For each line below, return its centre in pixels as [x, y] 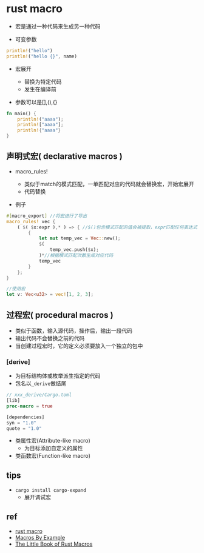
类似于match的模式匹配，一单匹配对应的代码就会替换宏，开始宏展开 [109, 184]
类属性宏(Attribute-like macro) [53, 441]
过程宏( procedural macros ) [60, 315]
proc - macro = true [29, 406]
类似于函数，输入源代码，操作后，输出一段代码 [73, 330]
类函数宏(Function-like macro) [53, 456]
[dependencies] [25, 417]
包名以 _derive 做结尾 [41, 383]
